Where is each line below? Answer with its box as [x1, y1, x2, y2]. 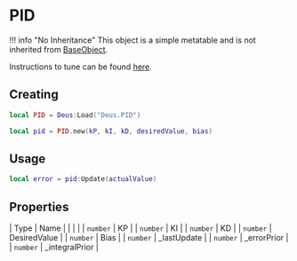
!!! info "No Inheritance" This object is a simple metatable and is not [9, 35, 256, 45]
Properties [9, 199, 69, 214]
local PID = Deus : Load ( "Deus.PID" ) [9, 110, 141, 120]
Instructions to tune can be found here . [9, 61, 153, 72]
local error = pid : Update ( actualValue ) [9, 175, 157, 184]
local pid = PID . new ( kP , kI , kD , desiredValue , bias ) [9, 126, 213, 136]
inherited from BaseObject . [9, 43, 108, 54]
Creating [9, 87, 60, 102]
